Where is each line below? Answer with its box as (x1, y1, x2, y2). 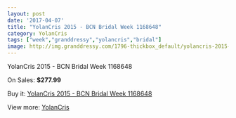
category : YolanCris (7, 29, 68, 37)
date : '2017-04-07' (7, 17, 65, 24)
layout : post (7, 10, 46, 18)
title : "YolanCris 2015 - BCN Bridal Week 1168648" (7, 23, 162, 30)
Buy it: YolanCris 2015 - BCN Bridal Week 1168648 (7, 89, 152, 98)
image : (7, 43, 27, 50)
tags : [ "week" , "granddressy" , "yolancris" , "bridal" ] (7, 37, 162, 44)
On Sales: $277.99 (7, 76, 62, 84)
